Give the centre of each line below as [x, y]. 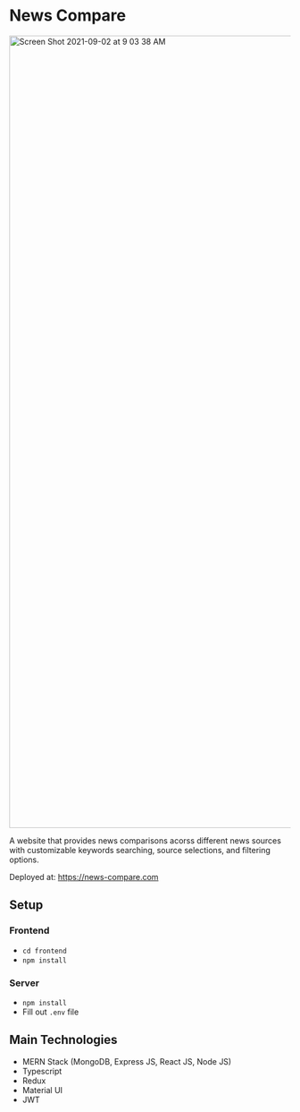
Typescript [42, 1071]
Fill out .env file [50, 1012]
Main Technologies [63, 1040]
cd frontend [44, 951]
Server [25, 983]
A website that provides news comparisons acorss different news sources [145, 840]
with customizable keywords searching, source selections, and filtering [140, 850]
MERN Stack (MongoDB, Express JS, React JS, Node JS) [127, 1061]
